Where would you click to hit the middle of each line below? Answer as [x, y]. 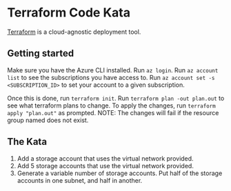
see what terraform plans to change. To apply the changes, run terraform [111, 105]
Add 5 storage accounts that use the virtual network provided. [106, 165]
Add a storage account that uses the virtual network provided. [106, 158]
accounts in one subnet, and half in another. [80, 180]
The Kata [27, 142]
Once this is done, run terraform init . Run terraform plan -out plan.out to [116, 98]
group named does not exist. [48, 120]
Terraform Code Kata [69, 13]
